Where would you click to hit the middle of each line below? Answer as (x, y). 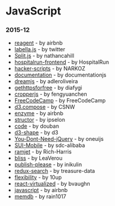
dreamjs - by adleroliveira (46, 81)
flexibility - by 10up (38, 177)
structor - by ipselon (40, 120)
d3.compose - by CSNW (45, 107)
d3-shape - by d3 (36, 133)
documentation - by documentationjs (60, 75)
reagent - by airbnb (39, 43)
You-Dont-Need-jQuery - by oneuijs (59, 139)
